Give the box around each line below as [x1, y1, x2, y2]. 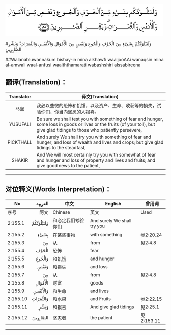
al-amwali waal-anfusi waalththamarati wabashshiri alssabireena [5, 62, 141, 68]
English [105, 200, 122, 207]
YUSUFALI [9, 121, 31, 127]
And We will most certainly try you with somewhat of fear [36, 152, 156, 158]
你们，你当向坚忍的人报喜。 [41, 109, 99, 115]
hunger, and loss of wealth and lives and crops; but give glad [36, 139, 164, 145]
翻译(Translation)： [5, 78, 68, 87]
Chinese [52, 209, 70, 215]
